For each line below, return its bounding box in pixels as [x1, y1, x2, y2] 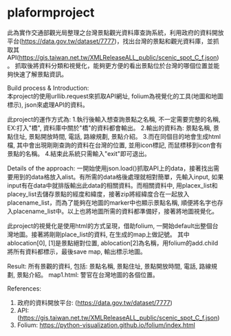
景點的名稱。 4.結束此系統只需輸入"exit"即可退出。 [7, 149, 151, 157]
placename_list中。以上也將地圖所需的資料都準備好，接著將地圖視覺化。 [12, 207, 219, 215]
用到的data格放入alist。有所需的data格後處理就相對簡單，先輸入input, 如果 [12, 172, 224, 181]
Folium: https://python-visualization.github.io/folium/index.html [16, 321, 196, 329]
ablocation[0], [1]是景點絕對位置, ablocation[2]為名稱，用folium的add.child [7, 238, 219, 247]
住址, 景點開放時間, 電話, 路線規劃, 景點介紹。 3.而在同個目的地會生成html [12, 132, 221, 140]
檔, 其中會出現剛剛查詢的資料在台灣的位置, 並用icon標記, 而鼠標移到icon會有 [7, 141, 223, 149]
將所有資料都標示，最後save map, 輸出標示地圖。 [7, 247, 146, 256]
